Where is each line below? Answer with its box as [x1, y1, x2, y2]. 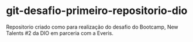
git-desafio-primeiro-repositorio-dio [6, 4, 188, 17]
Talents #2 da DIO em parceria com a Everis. [6, 29, 114, 36]
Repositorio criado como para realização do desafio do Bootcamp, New [6, 23, 178, 30]
